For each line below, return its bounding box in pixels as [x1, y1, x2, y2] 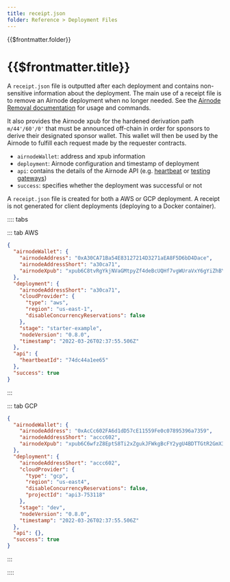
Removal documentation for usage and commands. [7, 104, 151, 112]
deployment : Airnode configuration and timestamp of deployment [16, 159, 200, 168]
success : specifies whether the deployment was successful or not [16, 181, 203, 189]
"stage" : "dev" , [19, 504, 66, 511]
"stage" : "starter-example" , [19, 325, 103, 331]
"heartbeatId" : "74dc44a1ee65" [19, 357, 109, 364]
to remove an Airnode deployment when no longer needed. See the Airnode [7, 97, 221, 105]
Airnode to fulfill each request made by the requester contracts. [7, 139, 187, 148]
